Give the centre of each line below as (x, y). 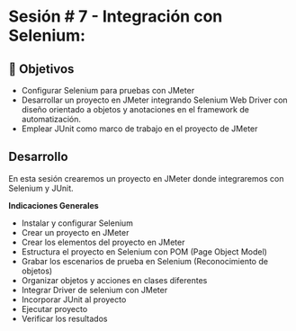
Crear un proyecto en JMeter (75, 232)
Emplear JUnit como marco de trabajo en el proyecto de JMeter (139, 129)
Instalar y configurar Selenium (77, 223)
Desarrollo (38, 157)
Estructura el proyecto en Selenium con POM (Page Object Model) (144, 251)
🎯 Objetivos (41, 69)
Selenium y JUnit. (41, 188)
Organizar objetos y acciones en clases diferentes (114, 280)
